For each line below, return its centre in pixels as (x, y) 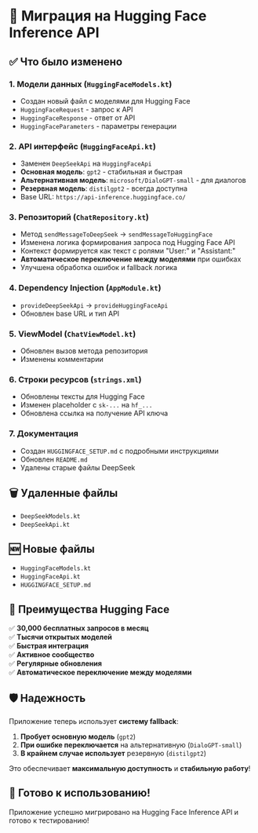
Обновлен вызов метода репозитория (84, 351)
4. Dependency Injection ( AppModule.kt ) (85, 288)
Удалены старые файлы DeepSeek (78, 467)
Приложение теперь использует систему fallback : (94, 721)
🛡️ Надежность (47, 698)
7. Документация (44, 433)
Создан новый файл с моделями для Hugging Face (105, 100)
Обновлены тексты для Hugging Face (82, 396)
